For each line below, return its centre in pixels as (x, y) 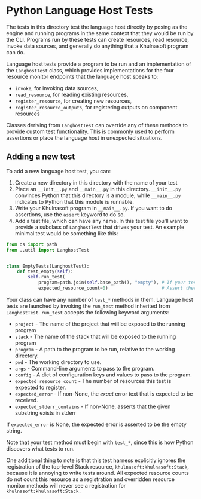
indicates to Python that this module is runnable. (74, 201)
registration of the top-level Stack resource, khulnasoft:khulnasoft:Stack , (98, 466)
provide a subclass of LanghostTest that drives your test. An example (100, 227)
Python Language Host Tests (80, 10)
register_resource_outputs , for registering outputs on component (96, 107)
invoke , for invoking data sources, (57, 88)
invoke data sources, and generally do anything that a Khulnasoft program (98, 46)
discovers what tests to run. (40, 448)
